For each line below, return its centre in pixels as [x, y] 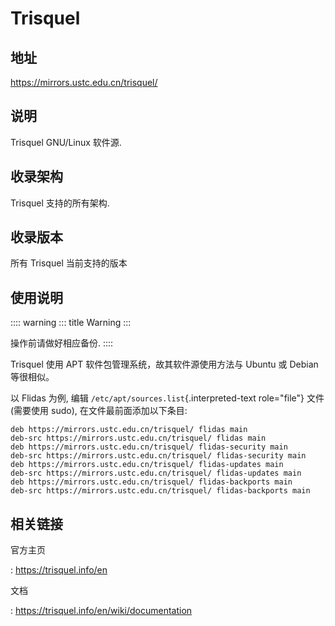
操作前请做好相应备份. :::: [62, 343]
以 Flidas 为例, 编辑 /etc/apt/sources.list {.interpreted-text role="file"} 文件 [167, 398]
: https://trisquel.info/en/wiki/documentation [101, 611]
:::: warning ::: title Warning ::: [71, 323]
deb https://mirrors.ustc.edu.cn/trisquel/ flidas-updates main [147, 465]
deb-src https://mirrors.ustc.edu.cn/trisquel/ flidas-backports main [160, 491]
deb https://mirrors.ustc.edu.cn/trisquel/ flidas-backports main [151, 482]
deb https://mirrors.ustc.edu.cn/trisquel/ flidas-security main [149, 447]
